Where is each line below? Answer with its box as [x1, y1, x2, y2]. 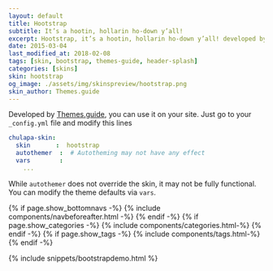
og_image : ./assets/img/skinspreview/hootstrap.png [8, 80, 187, 88]
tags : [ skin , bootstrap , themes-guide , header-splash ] [8, 58, 198, 66]
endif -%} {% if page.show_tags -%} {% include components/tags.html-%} [8, 229, 261, 239]
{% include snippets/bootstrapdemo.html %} [8, 253, 158, 263]
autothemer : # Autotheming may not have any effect [15, 149, 206, 157]
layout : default [8, 11, 63, 20]
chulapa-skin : [8, 134, 57, 142]
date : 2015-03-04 [8, 42, 67, 50]
